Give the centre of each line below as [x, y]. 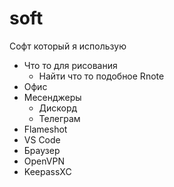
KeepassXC [47, 171]
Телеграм [59, 118]
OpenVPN [44, 161]
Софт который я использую [68, 46]
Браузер [42, 150]
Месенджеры [52, 97]
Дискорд [58, 108]
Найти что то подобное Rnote [101, 76]
